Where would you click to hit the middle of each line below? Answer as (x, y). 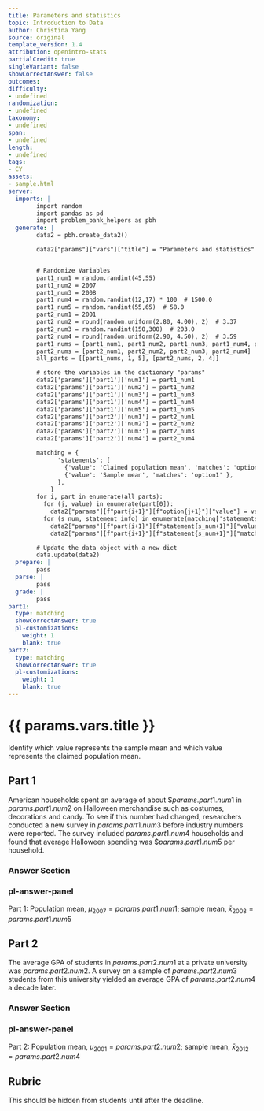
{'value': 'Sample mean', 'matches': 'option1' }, (149, 475)
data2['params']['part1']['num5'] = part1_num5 (115, 409)
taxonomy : (24, 118)
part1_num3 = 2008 (66, 292)
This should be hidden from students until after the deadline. (106, 1101)
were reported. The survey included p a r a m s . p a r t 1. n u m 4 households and (126, 833)
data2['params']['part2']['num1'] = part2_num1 (115, 417)
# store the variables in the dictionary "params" (121, 373)
